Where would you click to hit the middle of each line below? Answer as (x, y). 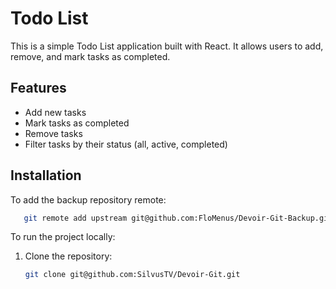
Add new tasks (55, 112)
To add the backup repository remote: (88, 199)
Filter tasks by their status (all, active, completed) (126, 144)
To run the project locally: (63, 237)
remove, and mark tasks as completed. (90, 56)
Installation (46, 175)
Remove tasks (53, 133)
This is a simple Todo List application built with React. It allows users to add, (167, 46)
